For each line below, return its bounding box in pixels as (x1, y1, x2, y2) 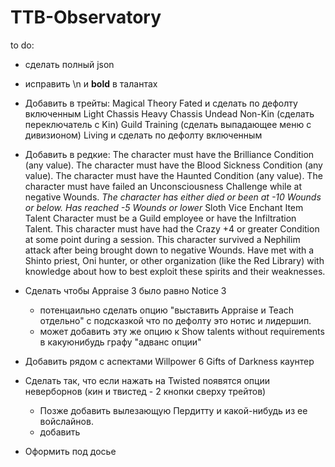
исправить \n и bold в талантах (24, 77, 158, 90)
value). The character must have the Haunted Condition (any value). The (24, 169, 323, 181)
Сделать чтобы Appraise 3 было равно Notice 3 (24, 284, 227, 296)
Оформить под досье (24, 445, 117, 457)
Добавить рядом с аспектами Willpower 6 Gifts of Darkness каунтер (24, 355, 315, 367)
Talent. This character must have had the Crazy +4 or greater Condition (24, 222, 320, 235)
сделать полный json (24, 58, 115, 70)
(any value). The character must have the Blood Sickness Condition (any (24, 159, 323, 171)
